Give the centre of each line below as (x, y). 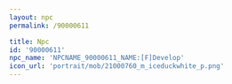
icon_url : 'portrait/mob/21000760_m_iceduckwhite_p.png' (117, 66)
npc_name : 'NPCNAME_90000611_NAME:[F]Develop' (97, 58)
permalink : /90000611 (49, 26)
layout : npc (31, 17)
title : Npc (29, 42)
